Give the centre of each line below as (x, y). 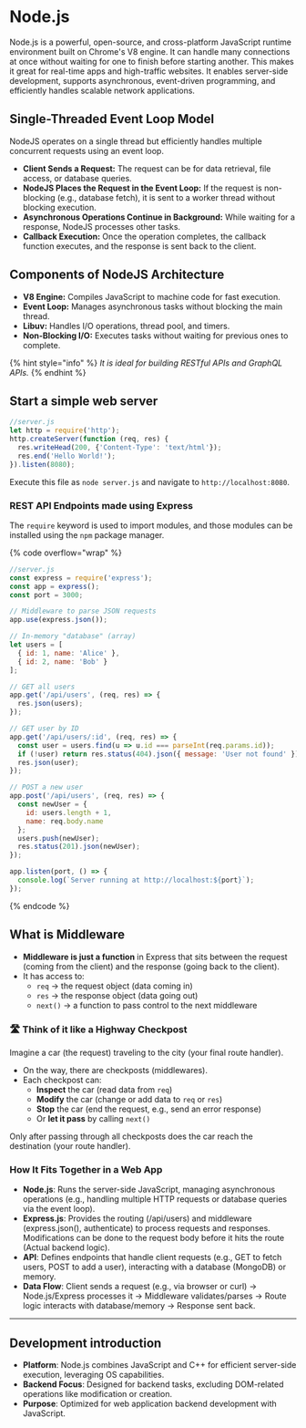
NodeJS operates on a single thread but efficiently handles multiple (136, 141)
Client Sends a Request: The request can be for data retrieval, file (147, 168)
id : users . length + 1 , (69, 812)
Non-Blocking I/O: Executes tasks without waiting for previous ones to (155, 336)
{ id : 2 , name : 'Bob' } (62, 662)
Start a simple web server (84, 401)
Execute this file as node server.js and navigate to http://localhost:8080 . (149, 481)
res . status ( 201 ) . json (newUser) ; (79, 847)
